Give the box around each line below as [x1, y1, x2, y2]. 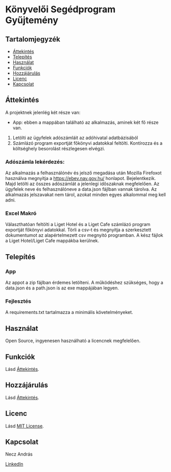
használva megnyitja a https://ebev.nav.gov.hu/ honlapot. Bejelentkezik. [5, 175, 156, 182]
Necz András [5, 451, 33, 457]
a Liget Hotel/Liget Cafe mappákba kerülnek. [5, 238, 100, 244]
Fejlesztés [5, 298, 32, 305]
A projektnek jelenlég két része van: [5, 109, 81, 116]
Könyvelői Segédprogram [5, 4, 116, 15]
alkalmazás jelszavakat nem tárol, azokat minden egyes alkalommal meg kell [5, 192, 166, 198]
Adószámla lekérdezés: [5, 158, 65, 165]
